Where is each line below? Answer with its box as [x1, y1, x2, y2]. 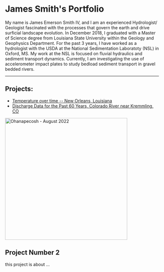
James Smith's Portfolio [5, 3, 104, 15]
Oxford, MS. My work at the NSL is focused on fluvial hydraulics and [5, 50, 143, 57]
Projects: [5, 85, 33, 93]
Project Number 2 [5, 249, 60, 257]
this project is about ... [5, 261, 50, 267]
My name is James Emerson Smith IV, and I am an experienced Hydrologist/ [5, 19, 158, 25]
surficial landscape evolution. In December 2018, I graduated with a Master [5, 30, 156, 36]
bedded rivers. [5, 66, 35, 72]
